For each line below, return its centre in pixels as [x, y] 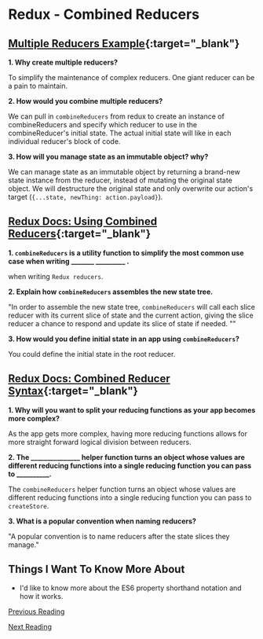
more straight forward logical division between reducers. [100, 442]
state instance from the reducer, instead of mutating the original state [121, 180]
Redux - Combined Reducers [104, 15]
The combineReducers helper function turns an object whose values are [122, 489]
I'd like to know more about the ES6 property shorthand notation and [130, 588]
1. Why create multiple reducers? [63, 62]
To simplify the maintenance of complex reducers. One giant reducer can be [131, 77]
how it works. [41, 597]
